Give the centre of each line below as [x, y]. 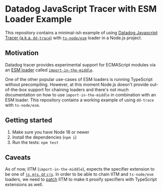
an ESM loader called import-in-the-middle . [49, 70]
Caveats [18, 157]
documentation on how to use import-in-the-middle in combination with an [81, 95]
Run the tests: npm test [35, 142]
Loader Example [38, 19]
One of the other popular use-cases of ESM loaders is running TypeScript [79, 79]
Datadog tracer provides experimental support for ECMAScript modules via [80, 64]
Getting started [29, 120]
